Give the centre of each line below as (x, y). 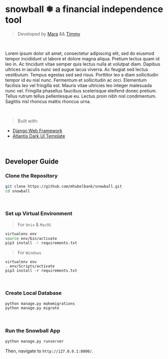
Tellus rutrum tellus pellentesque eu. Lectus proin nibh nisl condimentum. (81, 96)
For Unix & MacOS (34, 224)
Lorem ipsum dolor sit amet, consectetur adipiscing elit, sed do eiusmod (80, 53)
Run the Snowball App (33, 331)
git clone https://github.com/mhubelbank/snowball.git (64, 186)
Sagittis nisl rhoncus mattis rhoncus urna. (48, 101)
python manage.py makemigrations (40, 303)
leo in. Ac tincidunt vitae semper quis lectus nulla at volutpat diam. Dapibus (83, 64)
